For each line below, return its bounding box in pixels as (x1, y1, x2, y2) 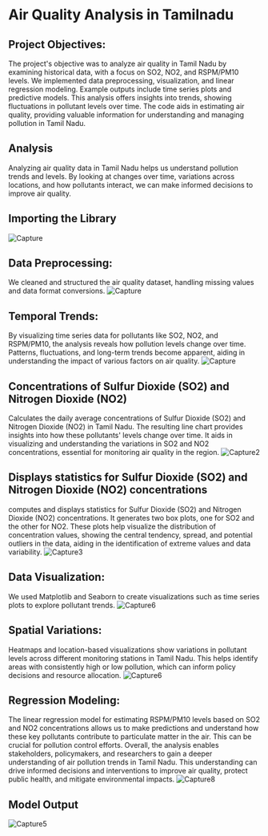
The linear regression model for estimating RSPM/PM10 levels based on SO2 (8, 715, 260, 724)
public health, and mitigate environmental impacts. (8, 774, 175, 784)
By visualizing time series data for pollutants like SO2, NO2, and (8, 331, 218, 340)
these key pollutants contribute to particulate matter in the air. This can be (8, 732, 252, 741)
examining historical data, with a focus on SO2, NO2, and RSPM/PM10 (8, 67, 239, 77)
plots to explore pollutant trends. (8, 600, 116, 610)
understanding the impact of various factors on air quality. (8, 356, 200, 366)
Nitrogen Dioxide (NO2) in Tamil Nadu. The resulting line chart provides (8, 422, 243, 432)
